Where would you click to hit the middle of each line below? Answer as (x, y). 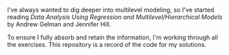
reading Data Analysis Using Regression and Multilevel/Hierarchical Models (115, 17)
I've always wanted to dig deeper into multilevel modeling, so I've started (111, 10)
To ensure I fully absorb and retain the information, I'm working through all (113, 37)
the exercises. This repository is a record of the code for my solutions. (107, 44)
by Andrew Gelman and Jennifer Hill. (59, 24)
